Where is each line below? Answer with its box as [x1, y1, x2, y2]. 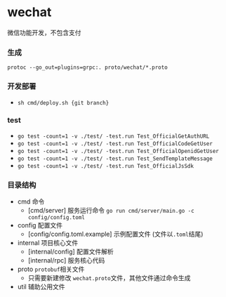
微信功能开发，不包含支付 [7, 28, 81, 37]
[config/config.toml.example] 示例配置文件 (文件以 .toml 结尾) [27, 230, 204, 239]
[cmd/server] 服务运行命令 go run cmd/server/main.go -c [27, 206, 194, 215]
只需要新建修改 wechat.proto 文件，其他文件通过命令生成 [27, 274, 191, 282]
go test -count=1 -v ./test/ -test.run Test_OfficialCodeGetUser [17, 140, 213, 147]
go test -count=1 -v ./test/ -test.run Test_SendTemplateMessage [17, 155, 213, 162]
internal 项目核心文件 [17, 239, 79, 247]
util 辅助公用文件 [17, 282, 65, 291]
